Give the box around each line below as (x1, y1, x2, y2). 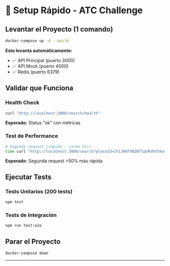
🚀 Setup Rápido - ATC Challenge (5, 5, 143, 16)
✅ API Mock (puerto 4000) (12, 63, 69, 69)
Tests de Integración (5, 211, 57, 218)
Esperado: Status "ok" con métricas (5, 120, 81, 126)
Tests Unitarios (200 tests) (5, 188, 73, 195)
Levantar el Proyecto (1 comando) (5, 25, 113, 34)
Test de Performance (5, 132, 58, 139)
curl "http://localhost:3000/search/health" (5, 110, 101, 116)
